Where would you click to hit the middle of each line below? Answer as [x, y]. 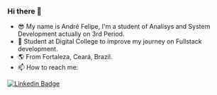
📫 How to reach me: [48, 68]
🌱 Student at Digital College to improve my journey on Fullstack [110, 42]
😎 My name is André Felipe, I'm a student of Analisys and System [114, 27]
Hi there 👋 [25, 11]
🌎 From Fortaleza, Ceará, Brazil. [65, 57]
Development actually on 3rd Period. [71, 34]
